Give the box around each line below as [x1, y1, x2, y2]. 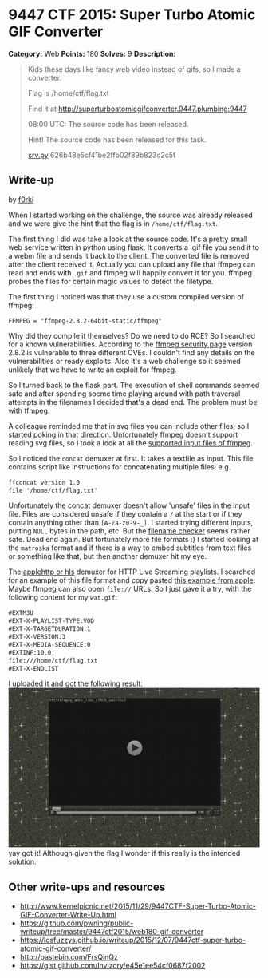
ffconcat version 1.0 [8, 478, 81, 486]
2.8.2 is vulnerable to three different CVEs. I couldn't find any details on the [8, 347, 255, 357]
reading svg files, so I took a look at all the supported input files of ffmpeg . [8, 438, 254, 448]
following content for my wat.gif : [8, 592, 118, 602]
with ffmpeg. [8, 406, 50, 415]
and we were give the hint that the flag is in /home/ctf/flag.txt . [8, 218, 218, 228]
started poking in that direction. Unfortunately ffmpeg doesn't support [8, 430, 238, 439]
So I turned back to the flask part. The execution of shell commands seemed [8, 380, 260, 390]
